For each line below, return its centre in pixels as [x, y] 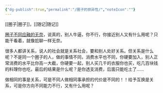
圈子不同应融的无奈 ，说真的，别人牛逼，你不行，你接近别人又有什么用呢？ [79, 34]
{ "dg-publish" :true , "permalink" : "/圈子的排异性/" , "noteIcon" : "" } [70, 9]
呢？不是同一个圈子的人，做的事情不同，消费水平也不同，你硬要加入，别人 [79, 57]
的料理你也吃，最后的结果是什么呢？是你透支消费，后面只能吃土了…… [75, 69]
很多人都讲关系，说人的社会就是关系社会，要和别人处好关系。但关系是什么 [79, 51]
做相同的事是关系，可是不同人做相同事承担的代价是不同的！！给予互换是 [77, 79]
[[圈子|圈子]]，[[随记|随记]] [32, 24]
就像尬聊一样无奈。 [45, 40]
